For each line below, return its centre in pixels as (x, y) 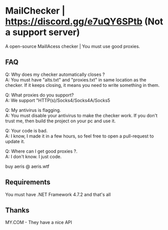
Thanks (17, 210)
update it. (15, 141)
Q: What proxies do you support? (40, 95)
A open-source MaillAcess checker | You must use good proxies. (73, 46)
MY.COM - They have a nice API (39, 222)
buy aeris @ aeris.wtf (27, 166)
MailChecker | (35, 11)
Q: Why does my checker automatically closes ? (55, 74)
